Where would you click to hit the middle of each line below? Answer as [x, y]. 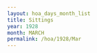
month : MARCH [26, 33]
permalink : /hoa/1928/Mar [44, 39]
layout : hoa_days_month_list [49, 13]
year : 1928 [23, 26]
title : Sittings [30, 20]
